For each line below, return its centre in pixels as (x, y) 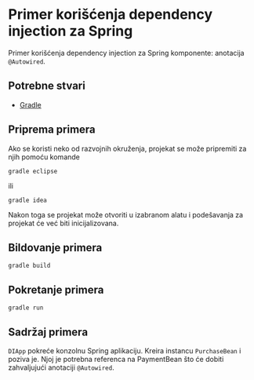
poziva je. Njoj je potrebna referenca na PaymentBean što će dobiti (116, 359)
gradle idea (27, 200)
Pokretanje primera (56, 289)
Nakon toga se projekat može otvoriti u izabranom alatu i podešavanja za (126, 214)
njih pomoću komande (44, 157)
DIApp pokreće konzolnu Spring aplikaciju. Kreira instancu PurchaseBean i (125, 351)
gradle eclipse (33, 171)
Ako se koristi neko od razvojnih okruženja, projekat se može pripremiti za (127, 148)
